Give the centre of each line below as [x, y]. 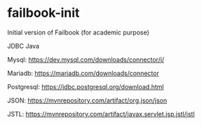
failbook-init [43, 13]
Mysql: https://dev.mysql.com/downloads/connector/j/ [86, 59]
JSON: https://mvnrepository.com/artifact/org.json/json [87, 100]
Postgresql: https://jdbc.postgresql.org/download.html [86, 86]
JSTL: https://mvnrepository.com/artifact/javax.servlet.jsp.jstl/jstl [101, 114]
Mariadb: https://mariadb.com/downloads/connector [83, 73]
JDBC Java [23, 46]
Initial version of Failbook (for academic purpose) [78, 32]
